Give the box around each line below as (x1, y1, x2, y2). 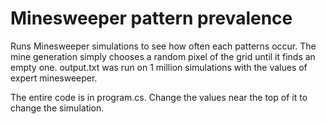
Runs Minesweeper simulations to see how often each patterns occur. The (10, 40, 317, 52)
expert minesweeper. (10, 72, 98, 84)
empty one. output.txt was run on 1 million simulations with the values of (10, 61, 308, 73)
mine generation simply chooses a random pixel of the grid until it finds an (10, 50, 316, 62)
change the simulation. (10, 102, 105, 114)
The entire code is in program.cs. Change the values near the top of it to (10, 91, 308, 103)
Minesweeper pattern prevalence (10, 7, 293, 30)
